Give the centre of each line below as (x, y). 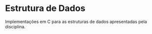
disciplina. (15, 26)
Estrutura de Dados (45, 8)
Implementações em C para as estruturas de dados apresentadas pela (76, 22)
